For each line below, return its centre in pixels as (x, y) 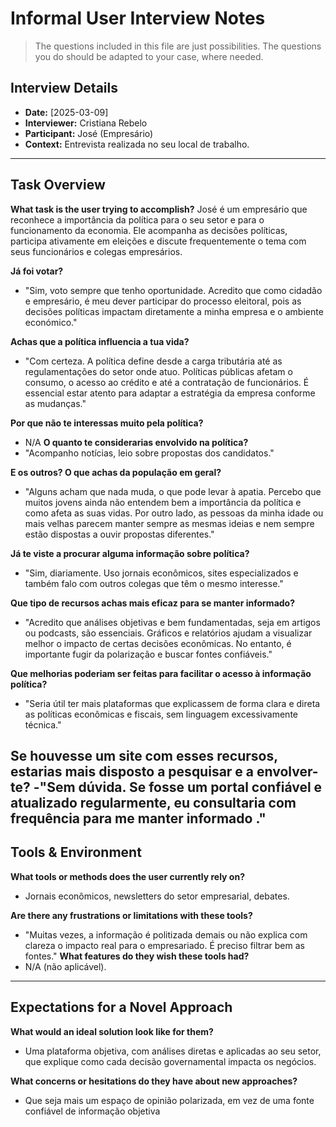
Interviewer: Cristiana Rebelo (86, 123)
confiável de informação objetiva (92, 1111)
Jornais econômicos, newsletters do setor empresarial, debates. (157, 896)
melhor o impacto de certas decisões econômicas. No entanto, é (158, 643)
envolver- (287, 771)
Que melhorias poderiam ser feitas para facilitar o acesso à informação (161, 673)
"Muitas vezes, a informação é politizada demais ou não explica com (166, 934)
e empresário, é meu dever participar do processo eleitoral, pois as (163, 301)
